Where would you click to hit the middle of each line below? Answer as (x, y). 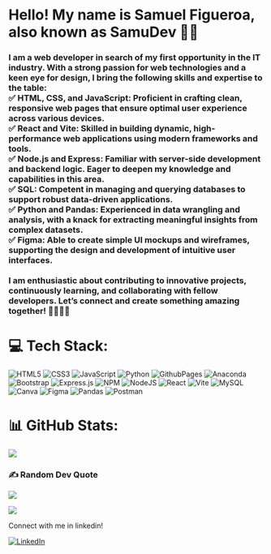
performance (35, 139)
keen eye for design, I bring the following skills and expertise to (135, 78)
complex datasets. (46, 230)
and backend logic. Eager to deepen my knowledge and (120, 170)
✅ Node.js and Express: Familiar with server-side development (135, 159)
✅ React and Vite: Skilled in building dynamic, (100, 129)
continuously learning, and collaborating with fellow (113, 291)
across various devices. (57, 118)
